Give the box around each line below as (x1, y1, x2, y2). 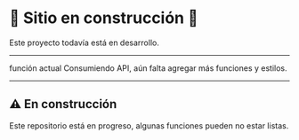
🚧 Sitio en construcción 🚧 (9, 8, 198, 28)
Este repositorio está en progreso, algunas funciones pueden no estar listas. (9, 120, 289, 131)
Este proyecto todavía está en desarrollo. (9, 37, 160, 48)
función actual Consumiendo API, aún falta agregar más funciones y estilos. (9, 62, 287, 74)
